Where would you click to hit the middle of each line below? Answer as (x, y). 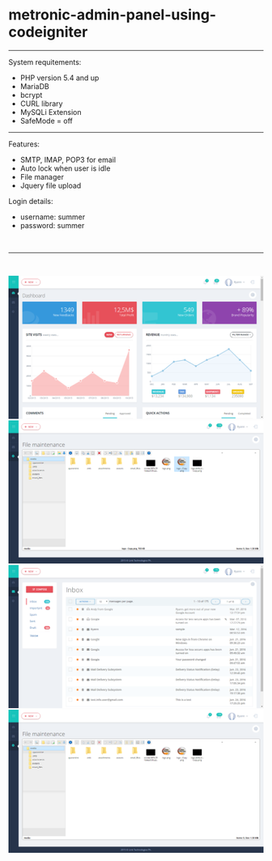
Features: (24, 144)
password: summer (52, 225)
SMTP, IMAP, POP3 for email (68, 159)
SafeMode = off (46, 121)
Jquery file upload (51, 185)
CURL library (41, 104)
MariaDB (35, 86)
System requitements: (45, 61)
